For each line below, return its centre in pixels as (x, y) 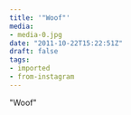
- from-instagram (42, 77)
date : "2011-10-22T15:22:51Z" (66, 43)
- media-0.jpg (36, 34)
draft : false (34, 52)
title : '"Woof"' (40, 18)
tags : (19, 60)
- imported (30, 69)
